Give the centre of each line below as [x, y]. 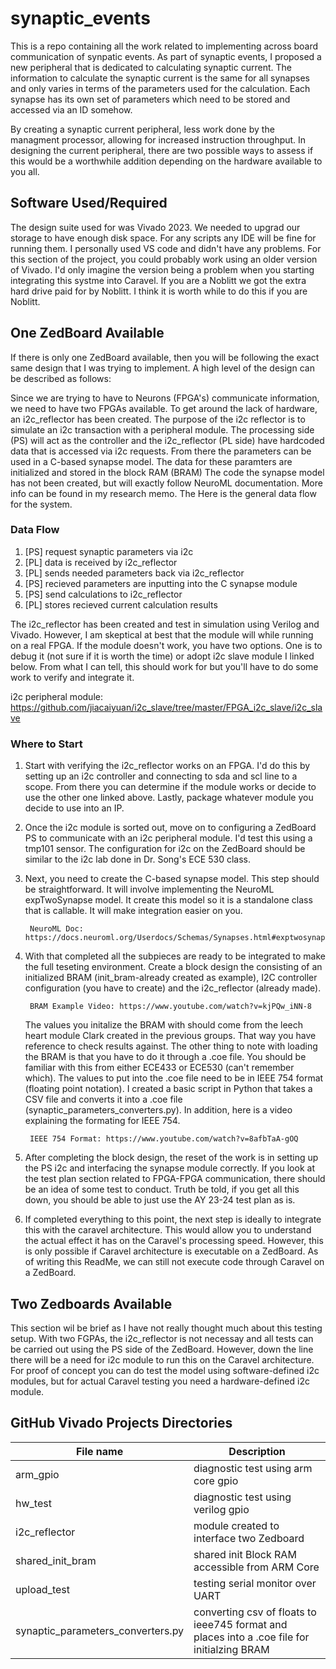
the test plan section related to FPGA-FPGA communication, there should [175, 1179]
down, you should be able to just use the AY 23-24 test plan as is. [160, 1200]
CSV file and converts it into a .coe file [103, 1099]
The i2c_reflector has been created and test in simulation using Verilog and [165, 624]
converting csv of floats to [255, 1612]
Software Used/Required [89, 203]
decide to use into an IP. [74, 808]
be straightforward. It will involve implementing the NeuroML [149, 889]
